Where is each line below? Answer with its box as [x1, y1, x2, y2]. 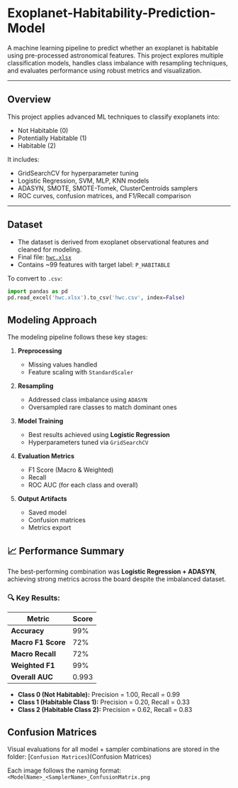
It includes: [7, 155, 40, 163]
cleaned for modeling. [17, 245, 82, 254]
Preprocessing [17, 347, 62, 355]
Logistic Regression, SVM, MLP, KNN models [17, 176, 149, 185]
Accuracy [11, 626, 45, 636]
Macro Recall [11, 649, 57, 659]
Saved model [28, 508, 67, 517]
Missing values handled [28, 360, 98, 369]
